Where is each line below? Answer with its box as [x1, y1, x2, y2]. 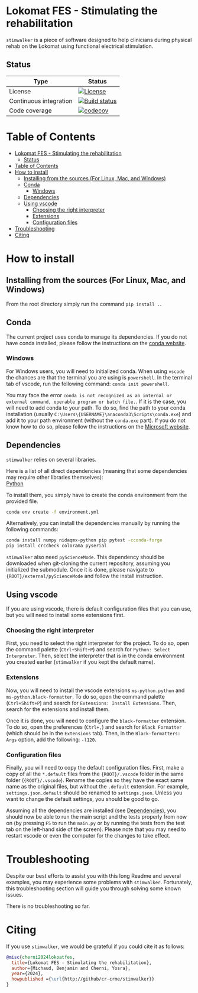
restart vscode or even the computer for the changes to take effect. [6, 832, 171, 839]
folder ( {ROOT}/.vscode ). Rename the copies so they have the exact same [6, 776, 184, 784]
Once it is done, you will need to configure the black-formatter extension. [6, 717, 186, 724]
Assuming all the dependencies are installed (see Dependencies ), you [6, 807, 176, 814]
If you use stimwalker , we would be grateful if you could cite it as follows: [6, 943, 185, 950]
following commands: [6, 526, 59, 533]
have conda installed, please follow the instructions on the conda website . [6, 339, 186, 346]
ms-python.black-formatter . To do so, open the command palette [6, 693, 165, 700]
